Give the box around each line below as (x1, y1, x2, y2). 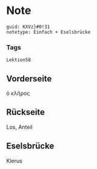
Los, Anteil (6, 123, 33, 131)
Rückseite (6, 107, 45, 117)
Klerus (6, 157, 22, 164)
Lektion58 (6, 57, 32, 63)
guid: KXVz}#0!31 (6, 24, 50, 30)
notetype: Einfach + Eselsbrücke (6, 29, 91, 35)
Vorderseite (6, 74, 52, 84)
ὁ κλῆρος (6, 89, 30, 97)
